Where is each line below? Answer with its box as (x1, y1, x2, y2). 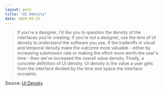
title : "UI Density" (5, 12, 47, 17)
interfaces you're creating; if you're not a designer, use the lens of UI (17, 35, 157, 40)
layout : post (5, 7, 32, 12)
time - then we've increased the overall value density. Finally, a (17, 55, 144, 61)
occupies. (17, 71, 38, 77)
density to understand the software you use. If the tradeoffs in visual (17, 40, 156, 46)
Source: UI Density (5, 80, 43, 86)
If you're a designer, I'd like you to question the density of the (17, 30, 141, 36)
